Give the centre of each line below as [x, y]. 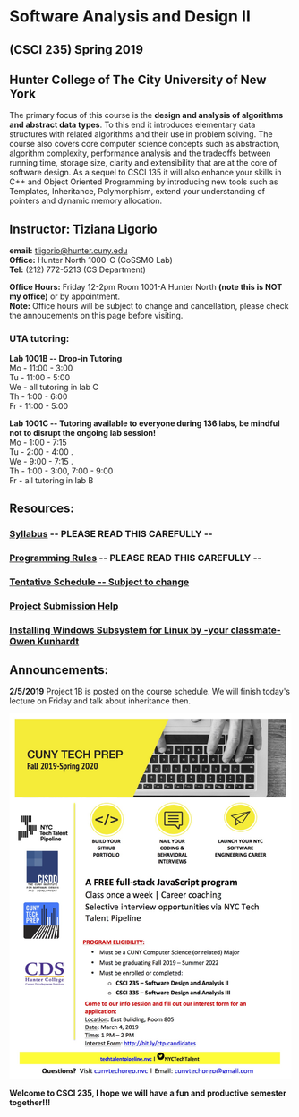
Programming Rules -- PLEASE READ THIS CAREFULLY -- [136, 558]
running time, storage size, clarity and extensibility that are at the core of [143, 163]
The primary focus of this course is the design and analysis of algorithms [146, 115]
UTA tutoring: [39, 339]
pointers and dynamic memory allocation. [86, 201]
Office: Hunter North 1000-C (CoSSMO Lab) [91, 260]
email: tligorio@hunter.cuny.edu [68, 251]
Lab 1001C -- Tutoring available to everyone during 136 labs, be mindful [145, 423]
